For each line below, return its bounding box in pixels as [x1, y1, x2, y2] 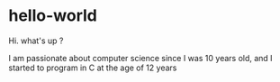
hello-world [8, 5, 98, 26]
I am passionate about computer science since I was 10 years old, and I [8, 52, 273, 63]
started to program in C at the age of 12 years [8, 62, 177, 73]
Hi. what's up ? [8, 35, 64, 46]
